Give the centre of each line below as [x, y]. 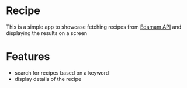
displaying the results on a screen [47, 33]
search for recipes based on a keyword [62, 73]
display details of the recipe [48, 79]
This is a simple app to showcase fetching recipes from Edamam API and [94, 27]
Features [28, 57]
